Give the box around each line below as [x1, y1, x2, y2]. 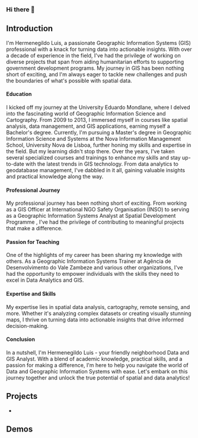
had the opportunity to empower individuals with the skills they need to [6, 270, 180, 278]
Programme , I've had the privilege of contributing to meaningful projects [6, 218, 184, 226]
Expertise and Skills [6, 290, 56, 297]
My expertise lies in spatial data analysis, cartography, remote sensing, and [6, 303, 190, 310]
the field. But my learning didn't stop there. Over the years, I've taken [6, 147, 175, 154]
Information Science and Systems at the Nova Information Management [6, 135, 181, 142]
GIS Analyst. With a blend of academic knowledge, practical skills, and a [6, 355, 183, 362]
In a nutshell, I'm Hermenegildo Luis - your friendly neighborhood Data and [6, 349, 190, 356]
